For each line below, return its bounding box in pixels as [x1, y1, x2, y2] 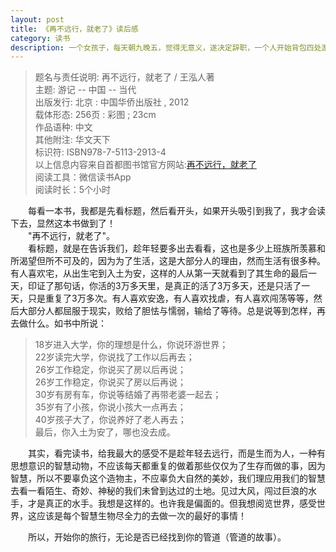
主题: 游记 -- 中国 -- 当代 [34, 84, 137, 96]
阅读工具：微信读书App [34, 171, 132, 183]
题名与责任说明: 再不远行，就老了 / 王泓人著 [34, 71, 215, 83]
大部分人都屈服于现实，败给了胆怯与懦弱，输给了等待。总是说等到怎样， [18, 305, 317, 317]
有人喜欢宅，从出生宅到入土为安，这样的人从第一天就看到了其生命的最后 [10, 267, 308, 280]
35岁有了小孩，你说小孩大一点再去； [34, 401, 187, 413]
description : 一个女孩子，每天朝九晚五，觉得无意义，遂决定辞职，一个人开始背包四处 [10, 42, 322, 53]
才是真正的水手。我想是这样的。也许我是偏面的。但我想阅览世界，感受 [27, 497, 317, 510]
